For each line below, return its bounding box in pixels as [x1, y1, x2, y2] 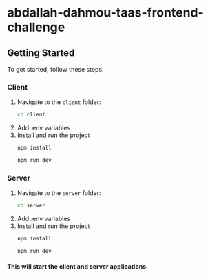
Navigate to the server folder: [17, 189, 101, 197]
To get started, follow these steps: [7, 65, 105, 73]
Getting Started [7, 47, 75, 59]
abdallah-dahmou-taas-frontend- [7, 5, 204, 21]
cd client [17, 112, 46, 119]
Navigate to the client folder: [17, 98, 101, 106]
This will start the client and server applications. [7, 263, 149, 271]
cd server [17, 202, 46, 209]
